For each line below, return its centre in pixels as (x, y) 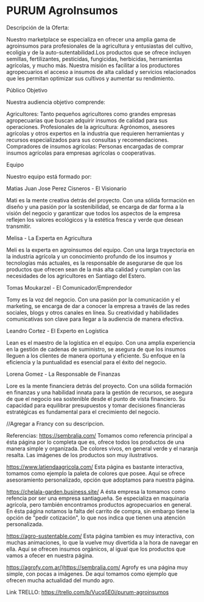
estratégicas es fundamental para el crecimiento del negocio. (83, 412)
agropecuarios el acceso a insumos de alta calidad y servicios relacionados (101, 72)
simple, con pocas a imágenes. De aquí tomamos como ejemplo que (92, 574)
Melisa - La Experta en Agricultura (49, 238)
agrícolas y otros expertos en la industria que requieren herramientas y (95, 133)
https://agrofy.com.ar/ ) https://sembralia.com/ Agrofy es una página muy (97, 567)
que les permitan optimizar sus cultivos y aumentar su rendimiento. (91, 78)
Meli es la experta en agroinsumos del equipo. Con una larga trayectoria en (100, 250)
